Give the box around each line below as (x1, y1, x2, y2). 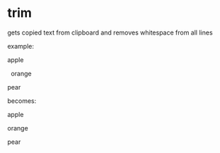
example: (7, 42, 34, 50)
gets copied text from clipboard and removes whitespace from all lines (7, 28, 214, 37)
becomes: (7, 97, 37, 105)
